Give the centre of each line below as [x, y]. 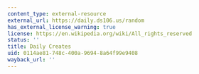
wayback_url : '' [31, 60]
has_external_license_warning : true [61, 27]
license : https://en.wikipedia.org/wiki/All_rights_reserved [100, 33]
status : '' [23, 40]
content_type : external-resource [57, 14]
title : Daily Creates [39, 47]
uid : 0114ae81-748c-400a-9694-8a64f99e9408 [73, 54]
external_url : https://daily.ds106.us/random [76, 20]
